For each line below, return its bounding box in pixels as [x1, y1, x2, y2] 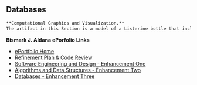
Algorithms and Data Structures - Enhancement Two [14, 66, 141, 73]
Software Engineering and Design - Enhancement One [14, 60, 146, 67]
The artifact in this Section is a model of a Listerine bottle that [6, 26, 180, 32]
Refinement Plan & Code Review [14, 54, 93, 61]
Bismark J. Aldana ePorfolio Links [6, 36, 90, 43]
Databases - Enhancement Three [14, 73, 95, 80]
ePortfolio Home [14, 47, 55, 55]
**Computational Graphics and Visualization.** [6, 20, 125, 26]
